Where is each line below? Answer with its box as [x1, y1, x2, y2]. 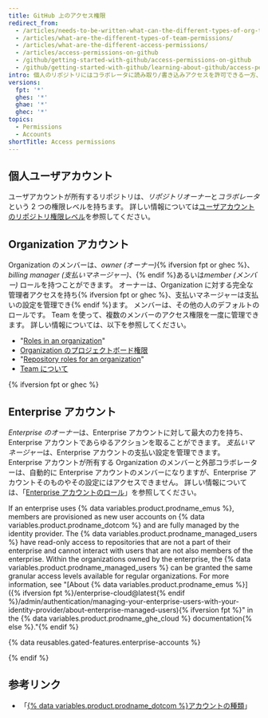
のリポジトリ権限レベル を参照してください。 [8, 212, 156, 222]
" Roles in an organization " [19, 336, 106, 345]
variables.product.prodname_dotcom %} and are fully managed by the [8, 520, 239, 530]
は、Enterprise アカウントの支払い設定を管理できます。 [42, 448, 225, 457]
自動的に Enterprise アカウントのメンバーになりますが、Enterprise [29, 467, 247, 477]
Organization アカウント [8, 237, 129, 251]
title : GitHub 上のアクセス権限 [8, 11, 106, 20]
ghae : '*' [15, 101, 48, 108]
